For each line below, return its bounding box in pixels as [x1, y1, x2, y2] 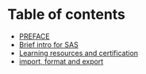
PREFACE [18, 31, 50, 41]
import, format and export [18, 57, 104, 66]
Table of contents [7, 6, 126, 24]
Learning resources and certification [18, 48, 139, 57]
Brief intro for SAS [18, 39, 79, 49]
